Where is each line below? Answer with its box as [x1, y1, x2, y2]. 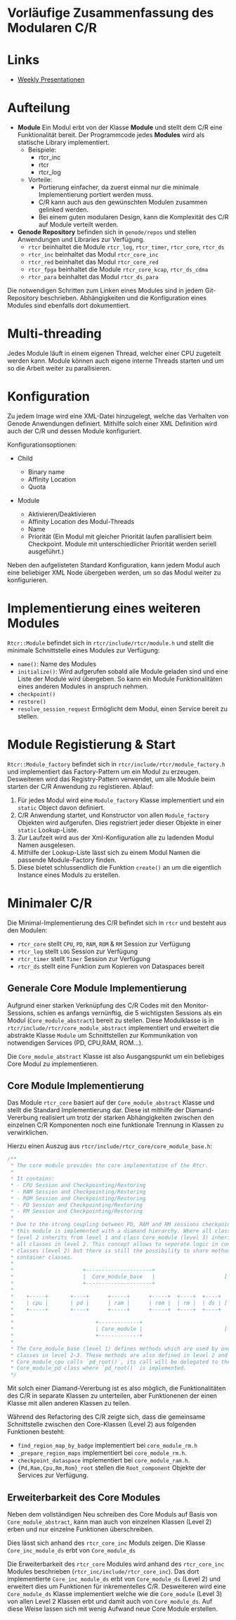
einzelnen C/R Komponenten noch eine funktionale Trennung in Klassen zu [7, 1121, 224, 1129]
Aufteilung [7, 100, 70, 116]
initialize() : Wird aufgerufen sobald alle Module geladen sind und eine [17, 667, 228, 676]
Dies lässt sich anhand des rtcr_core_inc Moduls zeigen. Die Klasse [7, 1538, 206, 1547]
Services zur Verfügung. [17, 1471, 89, 1479]
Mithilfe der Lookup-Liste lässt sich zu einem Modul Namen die [17, 848, 201, 856]
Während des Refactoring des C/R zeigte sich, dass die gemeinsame [7, 1413, 206, 1421]
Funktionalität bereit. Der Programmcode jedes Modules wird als [17, 131, 205, 139]
